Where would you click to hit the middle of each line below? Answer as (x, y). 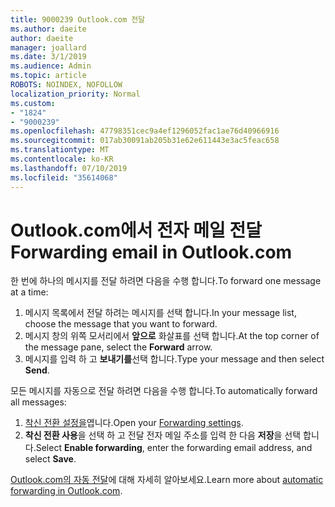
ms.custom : (33, 103)
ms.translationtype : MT (60, 150)
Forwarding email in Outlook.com (151, 252)
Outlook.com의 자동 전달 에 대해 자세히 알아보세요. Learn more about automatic (167, 480)
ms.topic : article (48, 76)
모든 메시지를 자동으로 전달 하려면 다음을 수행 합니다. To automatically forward (164, 391)
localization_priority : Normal (75, 94)
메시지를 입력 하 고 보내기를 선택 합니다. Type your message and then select (174, 359)
